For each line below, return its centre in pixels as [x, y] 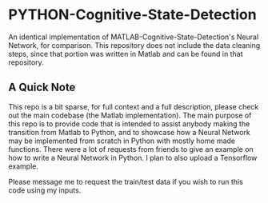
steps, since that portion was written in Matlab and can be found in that [126, 54]
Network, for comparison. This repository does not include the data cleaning [134, 45]
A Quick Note [42, 88]
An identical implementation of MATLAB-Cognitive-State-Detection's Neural [134, 37]
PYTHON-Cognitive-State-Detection [133, 15]
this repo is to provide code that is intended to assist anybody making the [129, 123]
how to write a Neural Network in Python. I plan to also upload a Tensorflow [133, 157]
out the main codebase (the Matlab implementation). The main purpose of [130, 115]
